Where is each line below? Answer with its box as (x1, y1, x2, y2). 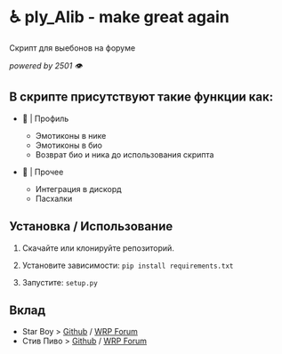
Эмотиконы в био (35, 140, 102, 150)
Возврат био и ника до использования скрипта (35, 149, 214, 160)
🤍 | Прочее (21, 166, 64, 177)
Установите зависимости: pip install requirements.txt (21, 260, 234, 270)
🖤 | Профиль (21, 113, 69, 124)
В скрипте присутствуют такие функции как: (9, 90, 274, 105)
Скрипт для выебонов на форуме (9, 42, 136, 53)
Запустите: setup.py (21, 277, 98, 287)
